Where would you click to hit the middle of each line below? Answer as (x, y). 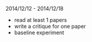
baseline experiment (39, 33)
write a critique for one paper (50, 26)
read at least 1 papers (40, 20)
